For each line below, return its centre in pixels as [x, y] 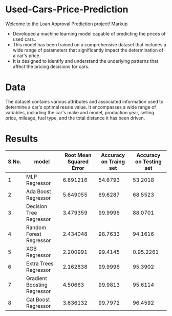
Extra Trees [40, 264]
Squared [78, 162]
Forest [34, 234]
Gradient [37, 278]
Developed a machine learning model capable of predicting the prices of [89, 33]
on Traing [113, 162]
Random [36, 227]
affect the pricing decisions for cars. [51, 66]
